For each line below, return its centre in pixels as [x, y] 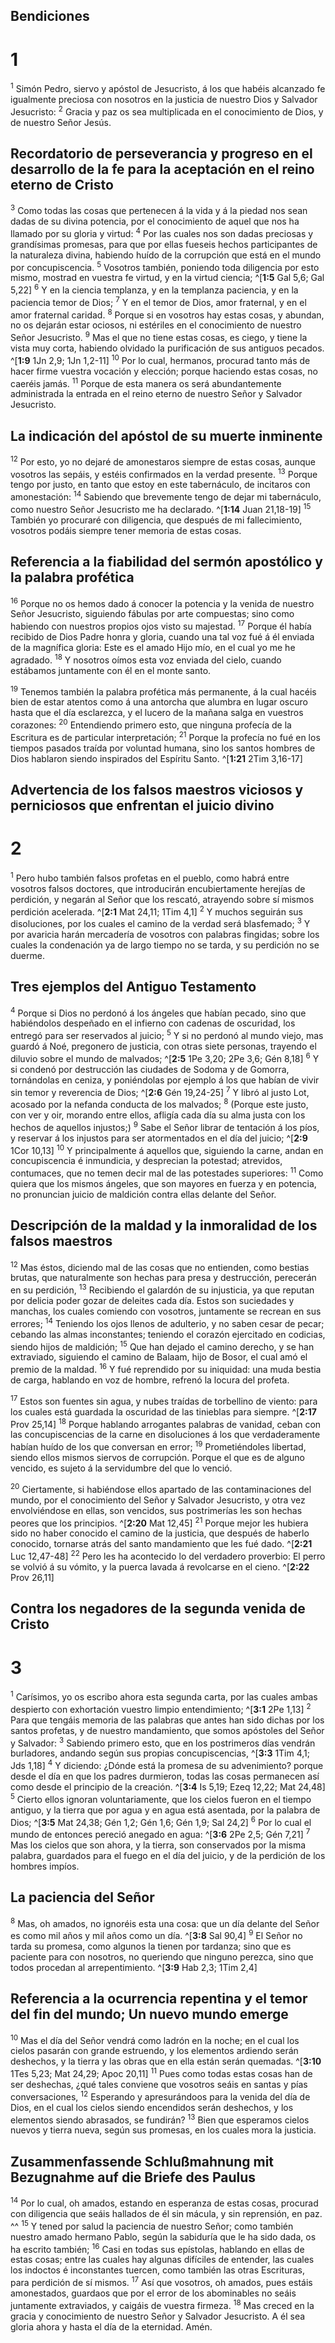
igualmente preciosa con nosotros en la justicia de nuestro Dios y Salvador [164, 99]
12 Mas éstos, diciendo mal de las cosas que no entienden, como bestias [160, 1266]
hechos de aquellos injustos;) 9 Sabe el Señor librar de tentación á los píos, [165, 1126]
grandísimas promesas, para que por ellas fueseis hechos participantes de [164, 244]
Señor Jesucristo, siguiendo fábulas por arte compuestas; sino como [152, 614]
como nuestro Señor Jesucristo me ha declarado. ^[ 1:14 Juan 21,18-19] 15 [161, 508]
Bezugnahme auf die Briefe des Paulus [133, 2177]
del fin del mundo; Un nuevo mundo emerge [149, 2014]
